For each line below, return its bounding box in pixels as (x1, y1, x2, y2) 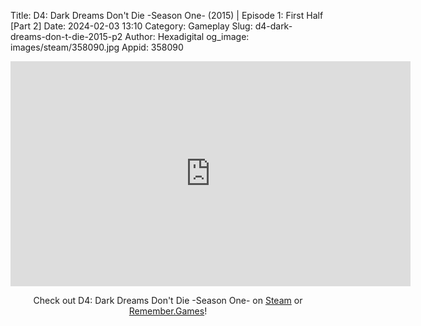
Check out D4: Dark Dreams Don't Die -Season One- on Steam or (33, 295, 303, 306)
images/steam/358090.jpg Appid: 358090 (10, 41, 184, 53)
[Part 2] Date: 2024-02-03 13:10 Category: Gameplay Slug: (10, 20, 253, 32)
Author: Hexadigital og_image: (124, 31, 250, 42)
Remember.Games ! (128, 305, 208, 317)
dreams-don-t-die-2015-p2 (10, 31, 123, 42)
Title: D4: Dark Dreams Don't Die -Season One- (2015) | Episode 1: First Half (10, 10, 324, 21)
